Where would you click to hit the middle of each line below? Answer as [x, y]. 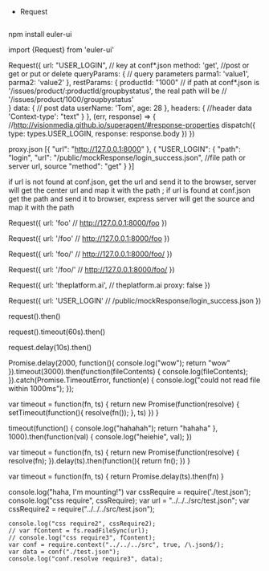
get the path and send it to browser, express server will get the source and [132, 199]
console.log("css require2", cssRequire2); [82, 524]
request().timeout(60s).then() [57, 332]
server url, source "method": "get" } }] [71, 166]
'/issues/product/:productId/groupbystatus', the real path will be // [118, 91]
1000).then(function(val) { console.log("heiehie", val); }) [100, 436]
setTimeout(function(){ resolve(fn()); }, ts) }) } [84, 412]
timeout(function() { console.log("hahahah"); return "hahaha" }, [113, 428]
